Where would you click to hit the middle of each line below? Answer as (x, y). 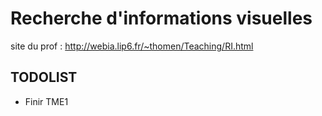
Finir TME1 (46, 101)
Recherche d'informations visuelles (161, 18)
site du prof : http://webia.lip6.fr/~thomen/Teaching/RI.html (132, 46)
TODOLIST (44, 77)
